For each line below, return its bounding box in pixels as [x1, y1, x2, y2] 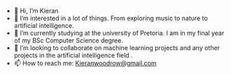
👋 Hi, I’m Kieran [13, 7, 59, 15]
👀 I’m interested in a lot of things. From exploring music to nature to [13, 14, 208, 22]
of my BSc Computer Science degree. [13, 36, 124, 45]
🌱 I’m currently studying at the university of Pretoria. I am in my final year [13, 29, 225, 37]
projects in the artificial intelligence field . [13, 51, 133, 59]
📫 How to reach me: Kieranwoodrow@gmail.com [13, 59, 157, 67]
